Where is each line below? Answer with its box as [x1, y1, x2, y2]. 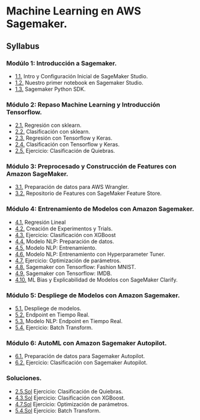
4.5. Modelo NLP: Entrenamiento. [14, 244, 97, 251]
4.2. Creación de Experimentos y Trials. [14, 224, 113, 232]
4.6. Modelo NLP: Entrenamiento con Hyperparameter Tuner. [14, 250, 165, 258]
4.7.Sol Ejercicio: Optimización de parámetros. [14, 400, 129, 407]
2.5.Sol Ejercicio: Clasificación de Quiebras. [14, 388, 123, 395]
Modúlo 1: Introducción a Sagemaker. [6, 59, 117, 67]
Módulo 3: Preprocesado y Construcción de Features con [6, 162, 177, 171]
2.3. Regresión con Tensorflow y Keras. [14, 134, 113, 142]
